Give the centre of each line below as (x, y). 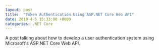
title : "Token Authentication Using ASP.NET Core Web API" (70, 14)
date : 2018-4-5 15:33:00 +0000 (38, 19)
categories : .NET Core (29, 24)
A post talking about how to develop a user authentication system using (80, 38)
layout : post (19, 10)
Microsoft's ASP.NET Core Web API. (43, 43)
